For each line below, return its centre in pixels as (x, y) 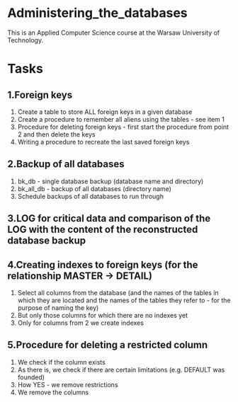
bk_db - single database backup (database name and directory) (110, 181)
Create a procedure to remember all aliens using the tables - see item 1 (121, 119)
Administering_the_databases (97, 13)
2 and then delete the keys (56, 134)
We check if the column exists (62, 362)
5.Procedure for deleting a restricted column (108, 345)
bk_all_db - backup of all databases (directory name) (95, 188)
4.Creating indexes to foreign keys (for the (103, 264)
